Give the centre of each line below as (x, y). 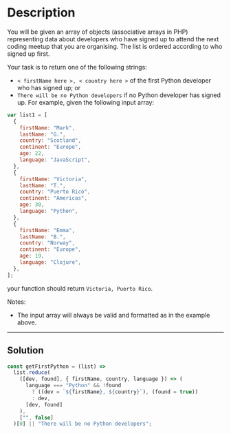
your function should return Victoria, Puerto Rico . (80, 288)
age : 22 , (32, 154)
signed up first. (29, 54)
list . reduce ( (32, 373)
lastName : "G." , (43, 134)
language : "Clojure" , (50, 262)
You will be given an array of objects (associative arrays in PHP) (98, 32)
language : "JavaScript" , (55, 160)
